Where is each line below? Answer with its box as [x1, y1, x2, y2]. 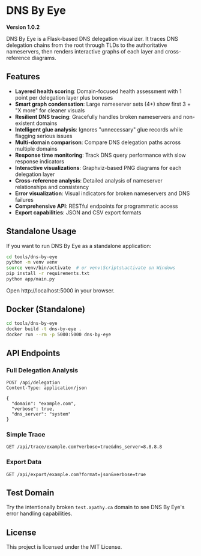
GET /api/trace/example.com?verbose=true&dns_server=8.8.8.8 [6, 444, 163, 450]
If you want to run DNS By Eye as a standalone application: [6, 242, 152, 249]
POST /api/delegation [6, 379, 61, 386]
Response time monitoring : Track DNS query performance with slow [14, 151, 186, 159]
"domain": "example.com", [11, 400, 77, 407]
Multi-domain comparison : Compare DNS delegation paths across [14, 139, 181, 146]
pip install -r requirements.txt [6, 271, 90, 277]
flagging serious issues [14, 132, 73, 139]
